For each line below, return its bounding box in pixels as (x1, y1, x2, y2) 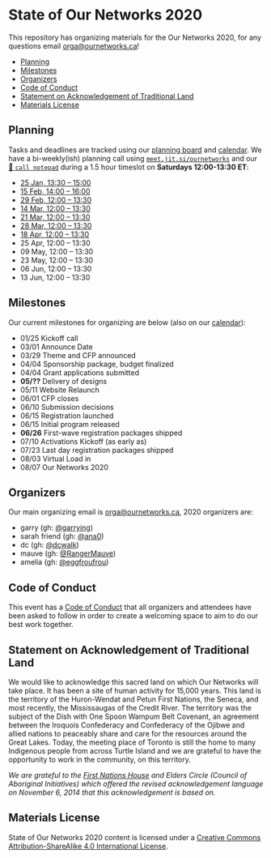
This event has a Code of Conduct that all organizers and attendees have (8, 602, 252, 613)
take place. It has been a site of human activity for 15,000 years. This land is (8, 686, 261, 695)
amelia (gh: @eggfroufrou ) (19, 557, 109, 567)
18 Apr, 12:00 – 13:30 (19, 229, 90, 239)
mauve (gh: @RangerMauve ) (19, 549, 116, 558)
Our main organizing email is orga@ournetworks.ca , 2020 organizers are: (8, 507, 253, 517)
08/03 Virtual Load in (19, 454, 91, 463)
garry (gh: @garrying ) (19, 523, 93, 532)
